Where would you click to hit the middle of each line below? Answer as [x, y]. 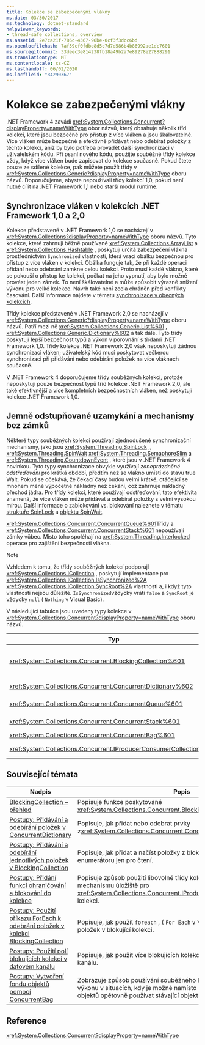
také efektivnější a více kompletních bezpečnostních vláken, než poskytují [99, 390]
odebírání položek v [38, 827]
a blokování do [31, 893]
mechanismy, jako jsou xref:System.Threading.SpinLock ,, [79, 446]
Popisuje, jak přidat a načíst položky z [131, 852]
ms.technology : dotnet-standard [47, 23]
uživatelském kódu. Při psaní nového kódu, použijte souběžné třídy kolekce [101, 154]
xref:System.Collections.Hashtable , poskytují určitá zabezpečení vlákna [97, 249]
